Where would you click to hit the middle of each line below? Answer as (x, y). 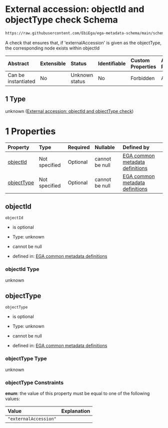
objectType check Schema (62, 20)
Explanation (76, 411)
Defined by (136, 147)
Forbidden (143, 78)
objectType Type (26, 358)
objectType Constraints (34, 382)
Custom (140, 60)
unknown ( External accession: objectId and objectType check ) (69, 111)
